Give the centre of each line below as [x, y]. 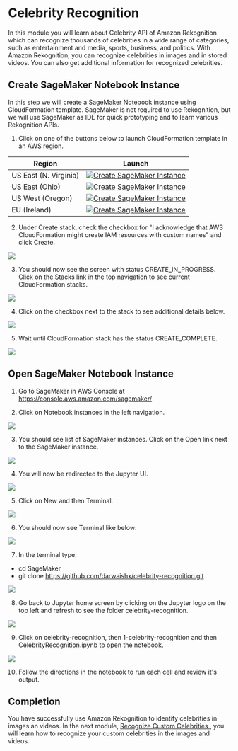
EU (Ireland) [31, 210]
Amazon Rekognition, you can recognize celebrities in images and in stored [118, 55]
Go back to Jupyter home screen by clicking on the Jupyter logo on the [122, 602]
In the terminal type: [47, 554]
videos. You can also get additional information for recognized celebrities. [115, 62]
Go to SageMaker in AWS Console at [71, 391]
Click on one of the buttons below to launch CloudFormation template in [123, 138]
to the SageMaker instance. [58, 447]
